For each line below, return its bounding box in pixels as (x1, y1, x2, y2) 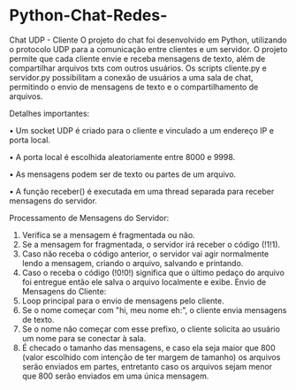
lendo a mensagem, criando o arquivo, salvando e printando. (21, 257, 244, 268)
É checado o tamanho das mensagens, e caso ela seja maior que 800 (21, 342, 276, 353)
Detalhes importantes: (9, 108, 90, 119)
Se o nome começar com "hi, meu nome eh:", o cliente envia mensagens (21, 304, 287, 315)
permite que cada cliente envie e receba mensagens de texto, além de (9, 53, 266, 64)
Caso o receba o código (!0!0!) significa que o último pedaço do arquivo (21, 267, 285, 278)
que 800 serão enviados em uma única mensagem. (21, 371, 209, 381)
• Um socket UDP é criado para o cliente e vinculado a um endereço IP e (9, 125, 274, 135)
